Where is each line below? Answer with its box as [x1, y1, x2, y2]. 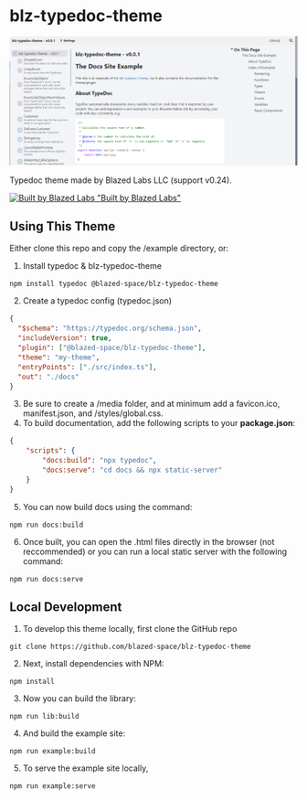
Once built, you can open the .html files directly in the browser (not [22, 536, 275, 547]
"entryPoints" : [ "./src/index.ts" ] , [17, 362, 157, 371]
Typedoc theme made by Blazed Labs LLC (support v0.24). [9, 175, 233, 186]
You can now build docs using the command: [22, 501, 193, 512]
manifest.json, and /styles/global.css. [22, 408, 164, 419]
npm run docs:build [9, 520, 84, 529]
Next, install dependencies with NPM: [22, 658, 164, 669]
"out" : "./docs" [17, 372, 79, 381]
